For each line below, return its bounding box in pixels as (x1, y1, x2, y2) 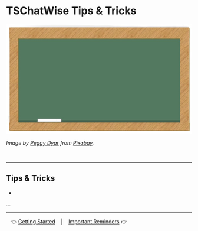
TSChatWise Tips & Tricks (6, 4, 137, 18)
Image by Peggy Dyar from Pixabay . (6, 139, 94, 147)
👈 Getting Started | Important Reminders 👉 (10, 217, 128, 225)
